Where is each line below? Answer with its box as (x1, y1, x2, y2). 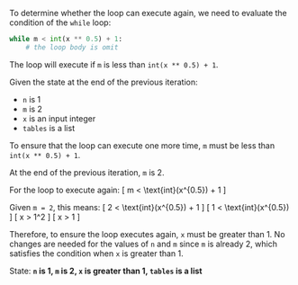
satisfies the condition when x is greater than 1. (9, 247, 185, 259)
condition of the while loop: (9, 17, 112, 28)
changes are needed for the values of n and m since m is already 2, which (9, 238, 277, 249)
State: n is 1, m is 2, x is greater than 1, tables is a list (9, 265, 203, 276)
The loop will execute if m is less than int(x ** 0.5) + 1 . (9, 58, 219, 70)
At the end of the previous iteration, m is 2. (9, 166, 165, 178)
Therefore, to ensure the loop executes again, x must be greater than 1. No (9, 228, 285, 239)
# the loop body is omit (25, 42, 119, 52)
